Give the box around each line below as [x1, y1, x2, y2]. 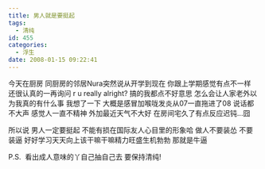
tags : [8, 19, 26, 27]
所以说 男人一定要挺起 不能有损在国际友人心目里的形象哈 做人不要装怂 [8, 125, 237, 135]
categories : [8, 41, 48, 49]
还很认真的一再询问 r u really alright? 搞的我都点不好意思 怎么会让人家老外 [8, 88, 251, 98]
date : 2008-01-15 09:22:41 [8, 56, 98, 64]
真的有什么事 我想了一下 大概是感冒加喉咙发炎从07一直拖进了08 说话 [21, 98, 247, 108]
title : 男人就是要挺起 [8, 11, 76, 20]
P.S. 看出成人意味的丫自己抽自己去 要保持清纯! [8, 152, 162, 161]
